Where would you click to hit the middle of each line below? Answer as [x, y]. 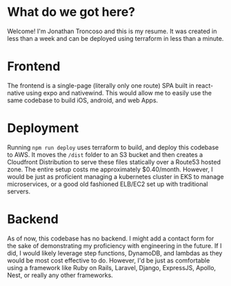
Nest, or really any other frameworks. [60, 275]
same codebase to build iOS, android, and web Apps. [83, 100]
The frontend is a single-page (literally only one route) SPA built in [101, 85]
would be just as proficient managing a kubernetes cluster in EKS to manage [115, 176]
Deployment [43, 128]
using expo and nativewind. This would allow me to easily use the [119, 93]
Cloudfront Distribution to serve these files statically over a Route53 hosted [114, 162]
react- [204, 85]
